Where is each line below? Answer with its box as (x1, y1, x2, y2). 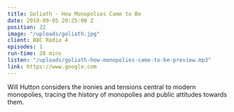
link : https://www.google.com (7, 63, 97, 70)
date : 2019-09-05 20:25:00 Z (7, 17, 94, 24)
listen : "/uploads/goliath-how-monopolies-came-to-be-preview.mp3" (7, 57, 212, 64)
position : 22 (7, 23, 46, 30)
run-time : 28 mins (7, 50, 62, 57)
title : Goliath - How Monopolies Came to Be (7, 10, 142, 18)
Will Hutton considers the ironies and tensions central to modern (7, 82, 196, 91)
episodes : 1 (7, 43, 43, 50)
